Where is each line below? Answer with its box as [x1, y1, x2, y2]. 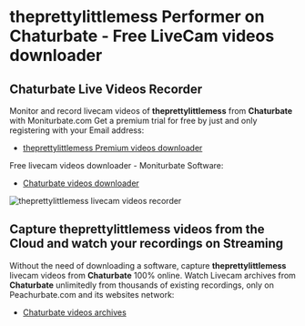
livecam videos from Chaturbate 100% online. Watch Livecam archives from [9, 270, 296, 280]
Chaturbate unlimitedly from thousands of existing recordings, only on [9, 280, 275, 290]
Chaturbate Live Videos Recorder [9, 81, 203, 97]
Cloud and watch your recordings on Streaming [9, 236, 284, 251]
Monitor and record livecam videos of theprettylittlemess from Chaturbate [9, 106, 293, 116]
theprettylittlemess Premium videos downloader [22, 143, 203, 153]
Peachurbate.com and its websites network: [9, 289, 175, 300]
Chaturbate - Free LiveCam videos [9, 25, 275, 46]
